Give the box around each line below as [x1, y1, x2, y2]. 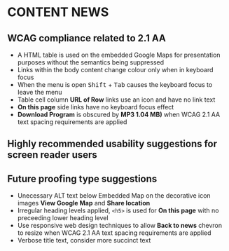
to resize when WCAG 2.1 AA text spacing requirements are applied [17, 229, 211, 237]
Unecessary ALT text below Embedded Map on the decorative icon [17, 191, 211, 200]
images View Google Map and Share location [17, 199, 151, 208]
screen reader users [7, 149, 98, 161]
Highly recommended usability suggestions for [7, 138, 218, 150]
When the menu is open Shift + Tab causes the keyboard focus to [17, 81, 213, 88]
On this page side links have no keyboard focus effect [17, 103, 174, 111]
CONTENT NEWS [7, 4, 109, 20]
